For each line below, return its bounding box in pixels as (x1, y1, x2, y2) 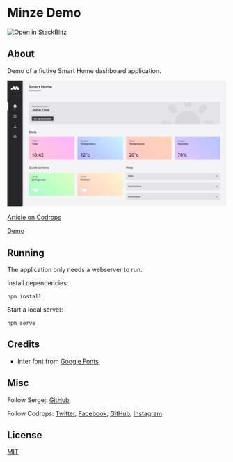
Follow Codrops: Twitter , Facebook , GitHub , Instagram (7, 409, 163, 417)
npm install (7, 293, 42, 300)
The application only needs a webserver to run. (7, 265, 143, 273)
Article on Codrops (7, 214, 61, 222)
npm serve (7, 319, 36, 326)
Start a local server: (7, 305, 64, 314)
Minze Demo (7, 5, 81, 21)
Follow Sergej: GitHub (7, 395, 70, 404)
